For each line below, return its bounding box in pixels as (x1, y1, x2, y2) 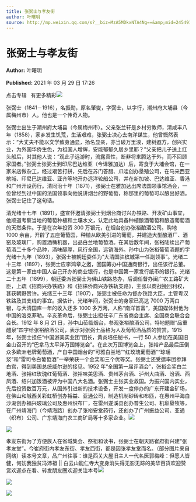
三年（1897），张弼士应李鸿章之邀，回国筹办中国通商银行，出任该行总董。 (10, 261, 188, 268)
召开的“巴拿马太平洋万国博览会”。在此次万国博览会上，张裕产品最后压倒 (16, 341, 190, 348)
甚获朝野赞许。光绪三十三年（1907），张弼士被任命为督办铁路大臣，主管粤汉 (6, 290, 188, 297)
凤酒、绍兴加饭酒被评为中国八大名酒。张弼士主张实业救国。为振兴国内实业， (6, 378, 190, 385)
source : (6, 19, 25, 25)
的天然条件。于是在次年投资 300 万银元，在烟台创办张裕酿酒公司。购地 (6, 224, 177, 231)
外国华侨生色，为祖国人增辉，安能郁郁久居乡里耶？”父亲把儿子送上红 (21, 146, 188, 153)
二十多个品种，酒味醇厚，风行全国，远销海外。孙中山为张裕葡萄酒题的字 (16, 246, 190, 253)
